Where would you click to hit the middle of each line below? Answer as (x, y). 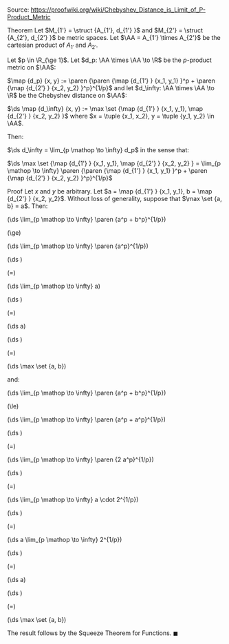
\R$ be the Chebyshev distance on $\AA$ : (67, 95)
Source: (18, 10)
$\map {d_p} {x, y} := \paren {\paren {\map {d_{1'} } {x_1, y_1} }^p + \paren (111, 81)
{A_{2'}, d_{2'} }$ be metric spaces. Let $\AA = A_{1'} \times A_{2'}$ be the (114, 38)
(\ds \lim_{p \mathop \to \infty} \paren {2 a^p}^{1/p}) (81, 459)
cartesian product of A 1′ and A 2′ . (53, 45)
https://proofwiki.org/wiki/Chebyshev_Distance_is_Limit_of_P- (118, 10)
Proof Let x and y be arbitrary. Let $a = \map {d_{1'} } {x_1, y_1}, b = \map (110, 191)
